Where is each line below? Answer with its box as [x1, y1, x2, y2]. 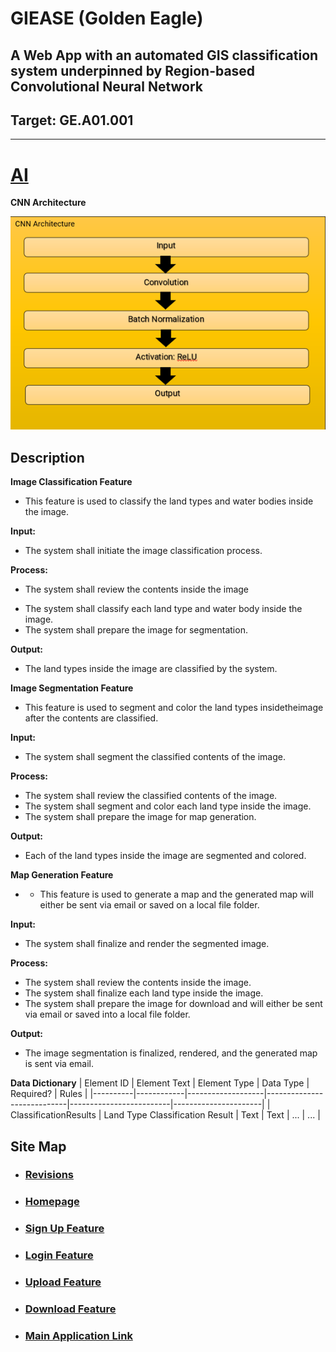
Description [10, 449, 85, 466]
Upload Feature [24, 1275, 102, 1289]
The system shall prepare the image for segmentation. [24, 624, 248, 636]
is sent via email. [24, 1058, 95, 1070]
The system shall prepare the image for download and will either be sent [24, 998, 323, 1010]
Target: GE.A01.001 [10, 112, 134, 129]
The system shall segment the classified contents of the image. [24, 751, 286, 763]
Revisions [24, 1168, 75, 1182]
